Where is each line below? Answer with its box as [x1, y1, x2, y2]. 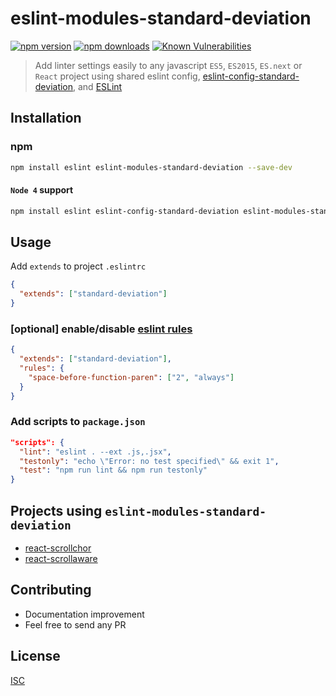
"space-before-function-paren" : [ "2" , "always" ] [28, 372, 235, 382]
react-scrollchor [24, 542, 92, 554]
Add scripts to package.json [10, 415, 146, 429]
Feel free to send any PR [24, 618, 127, 631]
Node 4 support [10, 184, 74, 196]
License [10, 648, 61, 665]
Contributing [10, 582, 92, 599]
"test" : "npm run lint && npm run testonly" [19, 465, 208, 476]
